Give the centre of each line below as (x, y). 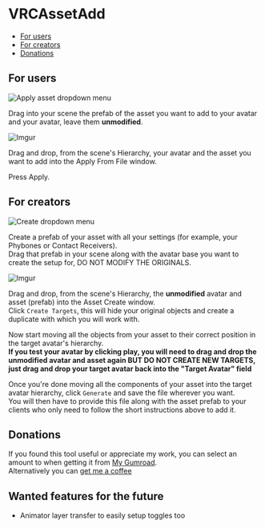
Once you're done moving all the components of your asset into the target (130, 384)
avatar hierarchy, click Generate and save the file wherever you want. (122, 393)
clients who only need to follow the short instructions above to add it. (122, 409)
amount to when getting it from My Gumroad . (83, 462)
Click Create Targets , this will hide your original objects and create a (121, 310)
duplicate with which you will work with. (74, 319)
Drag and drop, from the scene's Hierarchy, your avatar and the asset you (130, 152)
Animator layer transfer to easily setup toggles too (102, 516)
